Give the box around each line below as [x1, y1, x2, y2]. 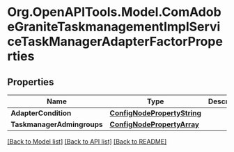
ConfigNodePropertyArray [109, 119, 200, 129]
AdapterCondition [10, 108, 72, 118]
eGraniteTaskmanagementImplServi [7, 19, 221, 35]
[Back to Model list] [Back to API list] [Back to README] [7, 137, 167, 146]
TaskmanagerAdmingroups [10, 119, 103, 129]
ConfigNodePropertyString [109, 108, 202, 118]
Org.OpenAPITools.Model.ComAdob [7, 4, 221, 20]
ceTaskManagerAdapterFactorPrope [7, 34, 223, 49]
